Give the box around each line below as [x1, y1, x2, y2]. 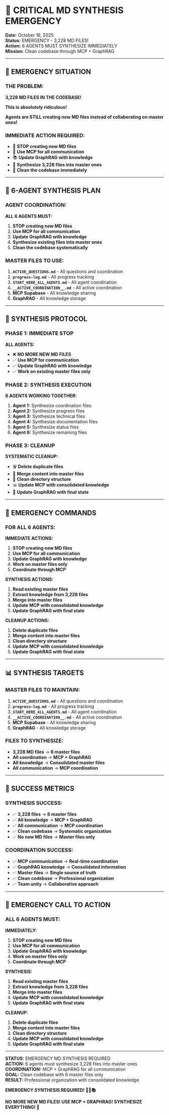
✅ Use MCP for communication [12, 356, 79, 363]
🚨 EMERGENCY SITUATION [5, 68, 92, 76]
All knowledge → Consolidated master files [12, 760, 105, 766]
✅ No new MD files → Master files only [12, 834, 96, 840]
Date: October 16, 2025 [5, 32, 54, 38]
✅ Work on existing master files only [12, 368, 91, 374]
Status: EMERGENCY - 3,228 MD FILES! [5, 37, 89, 43]
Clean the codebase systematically [12, 244, 88, 250]
